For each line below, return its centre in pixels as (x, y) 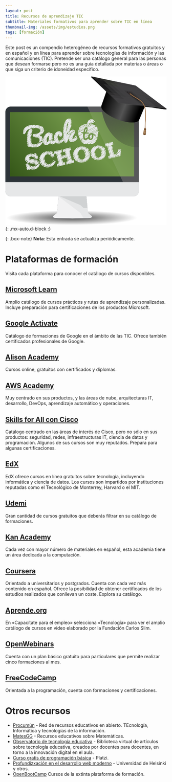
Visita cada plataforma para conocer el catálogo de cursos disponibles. (81, 273)
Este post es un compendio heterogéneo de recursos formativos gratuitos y (85, 48)
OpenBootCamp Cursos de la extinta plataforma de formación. (79, 774)
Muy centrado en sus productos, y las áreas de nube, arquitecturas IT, (79, 398)
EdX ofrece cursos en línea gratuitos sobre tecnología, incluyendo (75, 476)
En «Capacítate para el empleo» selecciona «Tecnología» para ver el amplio (85, 622)
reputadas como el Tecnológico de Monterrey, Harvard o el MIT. (73, 487)
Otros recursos (38, 711)
